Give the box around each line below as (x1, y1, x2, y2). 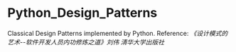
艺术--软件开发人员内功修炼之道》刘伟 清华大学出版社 (7, 37, 165, 46)
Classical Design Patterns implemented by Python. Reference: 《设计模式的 (7, 29, 228, 37)
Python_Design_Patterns (7, 5, 158, 21)
